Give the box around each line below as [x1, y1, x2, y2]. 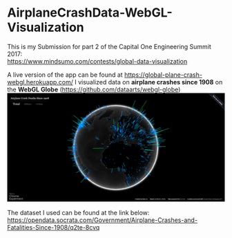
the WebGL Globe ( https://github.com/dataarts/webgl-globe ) [7, 85, 181, 93]
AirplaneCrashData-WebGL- [7, 5, 173, 21]
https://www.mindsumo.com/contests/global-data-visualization [7, 57, 188, 65]
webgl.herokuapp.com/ [7, 77, 74, 86]
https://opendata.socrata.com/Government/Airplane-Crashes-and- [7, 216, 198, 224]
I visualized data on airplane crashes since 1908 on [75, 77, 223, 86]
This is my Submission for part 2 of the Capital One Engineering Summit [7, 42, 212, 51]
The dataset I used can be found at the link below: [7, 208, 150, 217]
